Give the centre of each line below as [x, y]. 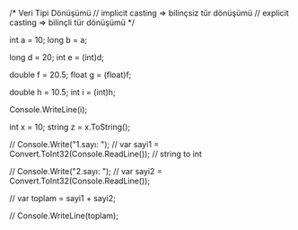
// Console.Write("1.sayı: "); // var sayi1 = [84, 144]
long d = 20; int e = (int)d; [57, 57]
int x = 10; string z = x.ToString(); [70, 127]
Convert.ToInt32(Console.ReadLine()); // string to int [105, 154]
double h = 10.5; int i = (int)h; [62, 92]
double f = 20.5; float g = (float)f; [70, 75]
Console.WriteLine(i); [48, 110]
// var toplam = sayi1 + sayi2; [63, 198]
